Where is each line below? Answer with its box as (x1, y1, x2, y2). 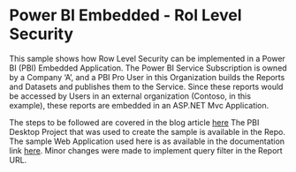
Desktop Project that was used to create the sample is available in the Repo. (9, 126, 285, 137)
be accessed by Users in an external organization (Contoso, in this (9, 90, 252, 101)
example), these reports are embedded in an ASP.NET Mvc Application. (9, 100, 269, 110)
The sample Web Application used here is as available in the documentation (9, 136, 285, 146)
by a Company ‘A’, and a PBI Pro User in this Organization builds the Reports (9, 71, 285, 82)
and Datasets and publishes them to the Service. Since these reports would (9, 81, 284, 92)
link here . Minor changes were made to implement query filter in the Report (9, 145, 283, 155)
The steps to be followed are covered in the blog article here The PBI (9, 116, 260, 128)
